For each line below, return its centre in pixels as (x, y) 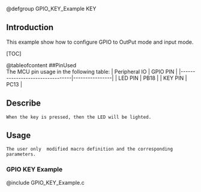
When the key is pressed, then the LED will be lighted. (79, 117)
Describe (23, 103)
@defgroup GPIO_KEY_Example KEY (51, 9)
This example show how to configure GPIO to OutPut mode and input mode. (100, 42)
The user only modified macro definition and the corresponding (89, 149)
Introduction (30, 27)
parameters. (21, 154)
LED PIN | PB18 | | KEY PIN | (152, 78)
